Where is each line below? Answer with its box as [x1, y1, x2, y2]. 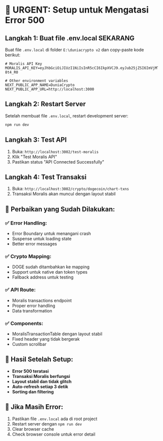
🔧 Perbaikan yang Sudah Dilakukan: [5, 205, 115, 213]
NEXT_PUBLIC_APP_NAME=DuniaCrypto [5, 82, 75, 87]
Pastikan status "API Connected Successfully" [12, 159, 104, 164]
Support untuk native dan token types [12, 269, 88, 275]
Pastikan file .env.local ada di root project [12, 416, 98, 422]
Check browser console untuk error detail [12, 431, 96, 437]
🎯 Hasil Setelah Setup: [5, 355, 74, 363]
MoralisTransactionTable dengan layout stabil [12, 331, 103, 337]
